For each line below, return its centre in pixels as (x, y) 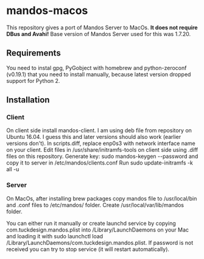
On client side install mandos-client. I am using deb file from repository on (99, 130)
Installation (28, 100)
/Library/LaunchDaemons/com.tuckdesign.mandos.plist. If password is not (100, 243)
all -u (13, 169)
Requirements (33, 53)
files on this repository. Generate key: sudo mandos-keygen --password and (102, 157)
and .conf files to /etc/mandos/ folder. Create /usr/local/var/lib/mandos (95, 205)
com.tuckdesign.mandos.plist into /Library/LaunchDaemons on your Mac (98, 230)
